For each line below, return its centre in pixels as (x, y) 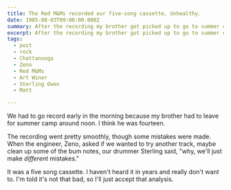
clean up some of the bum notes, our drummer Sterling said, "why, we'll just (114, 151)
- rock (23, 52)
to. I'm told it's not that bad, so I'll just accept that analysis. (90, 179)
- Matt (23, 90)
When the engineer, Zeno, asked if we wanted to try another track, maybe (112, 144)
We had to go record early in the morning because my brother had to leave (113, 116)
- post (23, 45)
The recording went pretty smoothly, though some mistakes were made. (109, 137)
